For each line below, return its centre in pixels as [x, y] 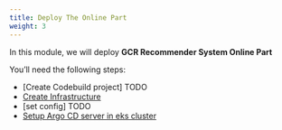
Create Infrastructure [61, 97]
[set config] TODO [56, 106]
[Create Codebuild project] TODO [85, 87]
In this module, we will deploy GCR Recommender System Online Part [141, 51]
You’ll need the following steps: [68, 70]
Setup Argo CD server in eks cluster [89, 116]
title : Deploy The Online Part [68, 18]
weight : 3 [28, 26]
